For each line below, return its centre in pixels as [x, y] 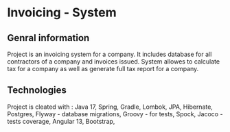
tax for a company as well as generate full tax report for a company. [103, 69]
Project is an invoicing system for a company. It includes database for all [110, 54]
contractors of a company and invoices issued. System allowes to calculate [114, 62]
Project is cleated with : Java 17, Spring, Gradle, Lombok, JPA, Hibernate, [110, 107]
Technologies [37, 90]
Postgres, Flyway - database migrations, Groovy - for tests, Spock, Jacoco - [115, 114]
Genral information [48, 38]
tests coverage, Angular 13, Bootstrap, [61, 121]
